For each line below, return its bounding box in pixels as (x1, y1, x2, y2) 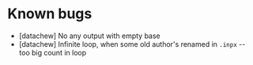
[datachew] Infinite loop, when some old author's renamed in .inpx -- (18, 39, 246, 48)
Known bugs (7, 5, 93, 23)
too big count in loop (18, 48, 87, 57)
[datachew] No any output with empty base (18, 31, 161, 40)
